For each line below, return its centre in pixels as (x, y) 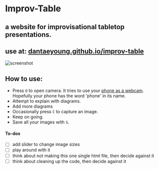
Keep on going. (28, 117)
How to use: (24, 79)
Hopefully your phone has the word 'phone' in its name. (69, 96)
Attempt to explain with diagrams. (47, 101)
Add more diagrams (32, 106)
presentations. (28, 34)
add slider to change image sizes (46, 144)
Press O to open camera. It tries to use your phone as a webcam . (78, 91)
